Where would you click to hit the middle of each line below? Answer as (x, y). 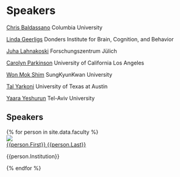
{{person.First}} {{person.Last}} (46, 144)
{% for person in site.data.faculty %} (52, 132)
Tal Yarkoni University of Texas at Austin (57, 86)
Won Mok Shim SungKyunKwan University (59, 74)
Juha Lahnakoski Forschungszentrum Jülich (62, 51)
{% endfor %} (24, 168)
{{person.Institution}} (33, 156)
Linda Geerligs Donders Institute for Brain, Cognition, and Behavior (90, 39)
